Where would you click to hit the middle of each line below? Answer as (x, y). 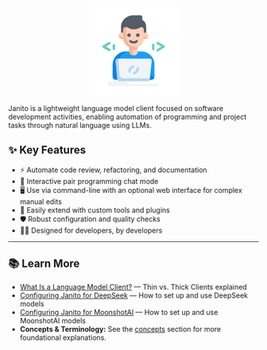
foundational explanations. (63, 337)
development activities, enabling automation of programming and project (128, 117)
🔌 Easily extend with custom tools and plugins (95, 210)
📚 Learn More (44, 264)
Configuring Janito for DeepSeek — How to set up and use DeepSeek (134, 295)
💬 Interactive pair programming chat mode (89, 181)
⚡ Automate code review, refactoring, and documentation (114, 170)
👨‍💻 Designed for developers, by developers (91, 230)
